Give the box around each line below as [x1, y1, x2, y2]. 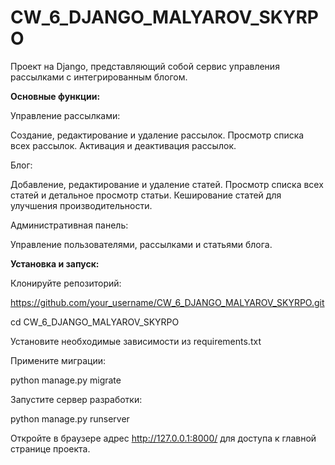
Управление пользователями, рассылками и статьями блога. [10, 238, 273, 250]
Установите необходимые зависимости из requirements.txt [10, 335, 262, 347]
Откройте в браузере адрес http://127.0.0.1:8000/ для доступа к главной [10, 432, 317, 444]
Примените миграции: [10, 354, 107, 366]
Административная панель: [10, 219, 129, 231]
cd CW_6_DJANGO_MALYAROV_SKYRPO [10, 316, 180, 328]
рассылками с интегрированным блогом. [10, 71, 188, 83]
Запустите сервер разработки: [10, 393, 143, 405]
